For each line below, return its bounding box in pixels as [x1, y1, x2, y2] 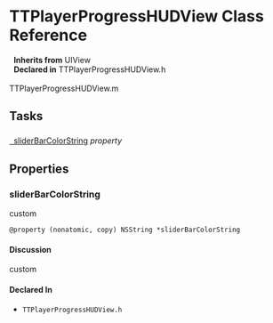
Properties [9, 161, 69, 176]
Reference [9, 25, 87, 45]
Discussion [9, 244, 52, 254]
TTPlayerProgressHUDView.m [9, 83, 119, 93]
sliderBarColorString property [12, 135, 123, 146]
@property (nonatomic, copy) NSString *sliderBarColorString [9, 225, 241, 234]
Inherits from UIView [12, 54, 92, 65]
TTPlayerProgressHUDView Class [9, 6, 264, 27]
